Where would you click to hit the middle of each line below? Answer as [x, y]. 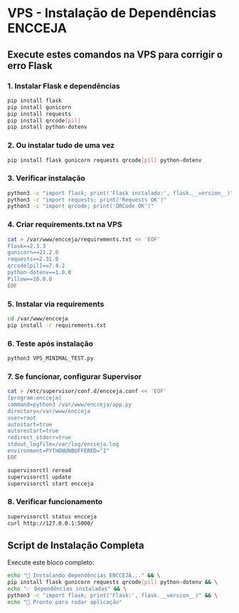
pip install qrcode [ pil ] [44, 120]
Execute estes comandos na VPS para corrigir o [115, 54]
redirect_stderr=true [39, 438]
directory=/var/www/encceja [49, 411]
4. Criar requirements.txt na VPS [65, 224]
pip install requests [39, 114]
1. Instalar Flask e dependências [64, 85]
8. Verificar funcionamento [55, 502]
